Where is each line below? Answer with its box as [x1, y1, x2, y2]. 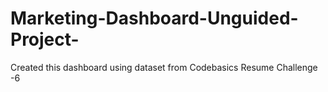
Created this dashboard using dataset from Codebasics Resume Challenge [10, 61, 318, 73]
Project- [10, 28, 80, 51]
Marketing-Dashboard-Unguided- [10, 7, 299, 30]
